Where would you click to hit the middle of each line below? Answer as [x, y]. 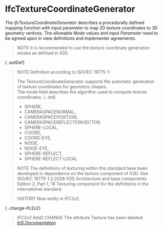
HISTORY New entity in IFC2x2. [49, 198]
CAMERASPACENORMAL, [50, 112]
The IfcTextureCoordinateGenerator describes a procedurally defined [75, 23]
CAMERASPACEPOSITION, [51, 117]
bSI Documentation [36, 223]
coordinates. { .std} [36, 97]
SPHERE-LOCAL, [41, 127]
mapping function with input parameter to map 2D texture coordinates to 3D [81, 27]
